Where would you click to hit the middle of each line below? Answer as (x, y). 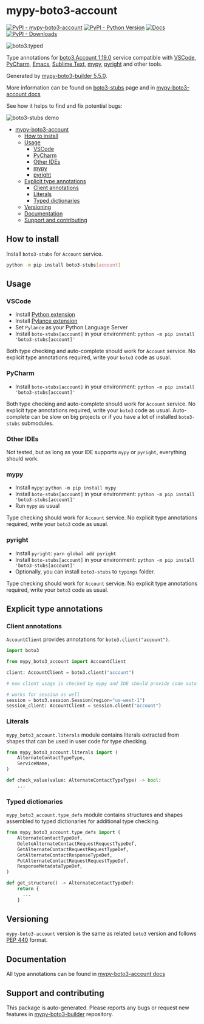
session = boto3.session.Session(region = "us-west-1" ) (76, 700)
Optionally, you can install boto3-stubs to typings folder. (85, 571)
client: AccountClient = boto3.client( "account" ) (70, 672)
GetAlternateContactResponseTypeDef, (65, 855)
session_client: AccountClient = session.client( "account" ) (84, 706)
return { (28, 889)
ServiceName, (34, 764)
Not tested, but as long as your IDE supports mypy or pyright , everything (96, 452)
